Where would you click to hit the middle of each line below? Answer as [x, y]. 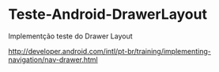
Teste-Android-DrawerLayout [108, 14]
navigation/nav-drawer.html [53, 59]
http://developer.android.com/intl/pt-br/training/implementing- [109, 51]
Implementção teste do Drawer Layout [70, 36]
